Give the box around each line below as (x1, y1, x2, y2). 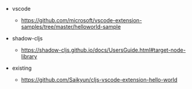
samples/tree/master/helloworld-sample (21, 23, 121, 30)
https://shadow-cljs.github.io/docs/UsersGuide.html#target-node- (21, 46, 186, 54)
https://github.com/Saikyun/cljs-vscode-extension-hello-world (21, 76, 178, 83)
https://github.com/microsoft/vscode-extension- (21, 17, 142, 23)
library (21, 53, 37, 60)
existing (11, 64, 32, 72)
